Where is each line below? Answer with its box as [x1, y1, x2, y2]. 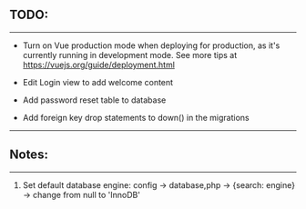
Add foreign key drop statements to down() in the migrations [22, 112, 250, 123]
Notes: [9, 147, 48, 163]
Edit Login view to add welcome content [22, 76, 174, 87]
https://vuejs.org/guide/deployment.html [22, 59, 176, 70]
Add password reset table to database [22, 95, 167, 105]
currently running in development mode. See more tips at [22, 49, 238, 60]
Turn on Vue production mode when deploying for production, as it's [22, 40, 280, 51]
